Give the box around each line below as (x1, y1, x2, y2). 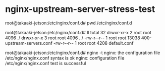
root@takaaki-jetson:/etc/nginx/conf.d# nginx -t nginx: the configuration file (5, 50, 160, 56)
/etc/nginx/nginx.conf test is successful (5, 60, 86, 66)
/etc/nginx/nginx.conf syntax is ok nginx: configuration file (5, 55, 125, 61)
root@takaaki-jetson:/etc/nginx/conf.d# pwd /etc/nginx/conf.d (5, 20, 132, 26)
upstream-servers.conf (5, 40, 53, 46)
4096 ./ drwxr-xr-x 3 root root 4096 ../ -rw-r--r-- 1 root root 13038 (5, 35, 140, 41)
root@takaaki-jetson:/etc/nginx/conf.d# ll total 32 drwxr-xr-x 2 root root (5, 29, 152, 35)
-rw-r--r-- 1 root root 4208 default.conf (53, 40, 134, 46)
